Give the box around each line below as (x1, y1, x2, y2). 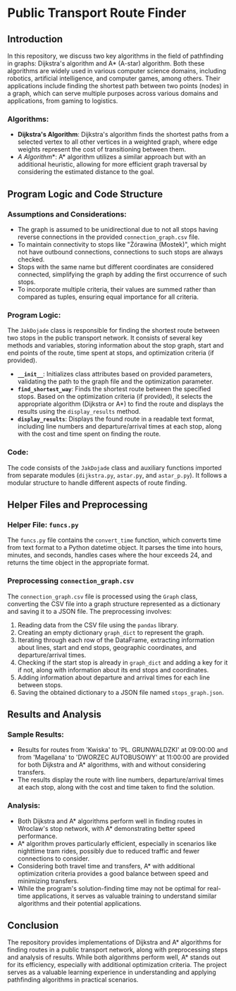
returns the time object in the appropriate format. (7, 558, 149, 567)
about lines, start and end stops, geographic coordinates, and (17, 643, 197, 651)
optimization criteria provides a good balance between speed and (17, 869, 209, 878)
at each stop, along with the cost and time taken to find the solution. (17, 783, 216, 792)
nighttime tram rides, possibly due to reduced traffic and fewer (17, 847, 200, 855)
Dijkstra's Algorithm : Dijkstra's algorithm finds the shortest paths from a (17, 130, 229, 139)
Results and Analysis (7, 708, 102, 720)
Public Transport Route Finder (7, 5, 187, 21)
